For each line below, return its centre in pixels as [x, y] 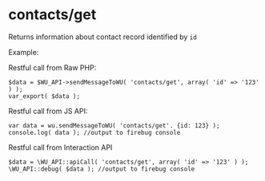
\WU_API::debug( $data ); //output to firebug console [102, 169]
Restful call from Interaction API [60, 147]
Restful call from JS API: [48, 111]
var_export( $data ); [44, 96]
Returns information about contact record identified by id [103, 37]
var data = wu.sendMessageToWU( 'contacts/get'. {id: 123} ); [114, 125]
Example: [24, 52]
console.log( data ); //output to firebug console [94, 132]
